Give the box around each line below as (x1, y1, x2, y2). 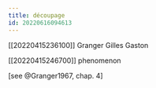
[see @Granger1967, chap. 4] (8, 71, 104, 80)
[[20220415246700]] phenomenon (8, 56, 121, 65)
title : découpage (8, 11, 65, 20)
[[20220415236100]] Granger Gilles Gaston (8, 40, 149, 49)
